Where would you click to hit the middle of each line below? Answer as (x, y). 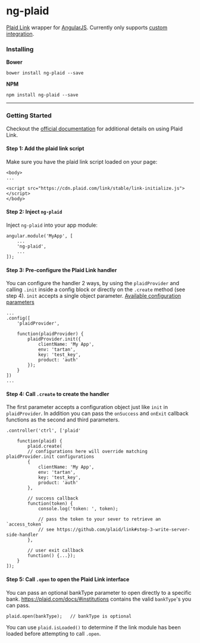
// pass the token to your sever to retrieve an (99, 519)
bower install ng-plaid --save (45, 73)
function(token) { (50, 504)
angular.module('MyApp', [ (40, 236)
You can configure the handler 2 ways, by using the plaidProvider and (93, 283)
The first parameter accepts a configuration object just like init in (87, 407)
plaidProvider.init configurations (50, 457)
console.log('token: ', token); (78, 509)
